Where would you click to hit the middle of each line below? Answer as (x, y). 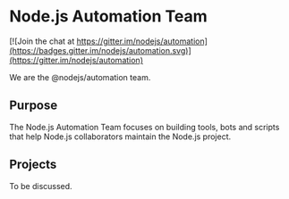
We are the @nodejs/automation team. (80, 77)
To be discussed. (41, 186)
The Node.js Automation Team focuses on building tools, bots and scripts (144, 127)
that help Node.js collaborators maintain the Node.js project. (120, 137)
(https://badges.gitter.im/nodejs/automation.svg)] (101, 50)
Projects (33, 165)
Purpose (34, 106)
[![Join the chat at (42, 41)
